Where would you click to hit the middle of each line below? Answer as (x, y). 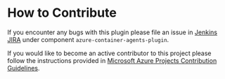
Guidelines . (24, 68)
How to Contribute (62, 13)
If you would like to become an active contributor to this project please (110, 53)
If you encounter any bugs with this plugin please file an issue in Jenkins (112, 32)
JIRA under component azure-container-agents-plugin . (88, 39)
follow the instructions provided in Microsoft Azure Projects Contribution (112, 60)
